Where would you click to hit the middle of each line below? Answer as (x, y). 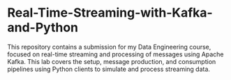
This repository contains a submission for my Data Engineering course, (109, 47)
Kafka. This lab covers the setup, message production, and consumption (112, 61)
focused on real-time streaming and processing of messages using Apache (116, 54)
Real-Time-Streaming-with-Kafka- (110, 13)
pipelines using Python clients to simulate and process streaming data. (109, 69)
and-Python (43, 27)
